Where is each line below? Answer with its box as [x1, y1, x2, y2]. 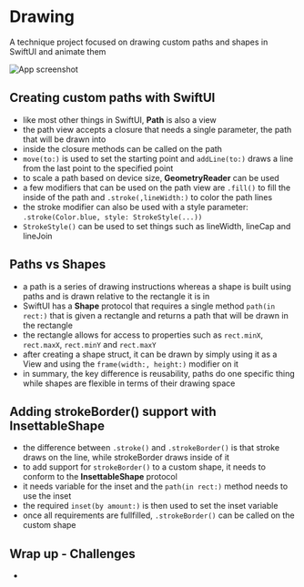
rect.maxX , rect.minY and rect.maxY [22, 339, 157, 349]
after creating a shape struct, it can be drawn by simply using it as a [22, 349, 278, 359]
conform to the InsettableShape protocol [22, 471, 177, 482]
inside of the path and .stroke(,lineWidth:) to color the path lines [22, 191, 273, 202]
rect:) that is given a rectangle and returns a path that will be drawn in [22, 309, 289, 320]
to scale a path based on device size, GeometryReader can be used [22, 172, 279, 183]
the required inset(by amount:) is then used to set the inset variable [22, 501, 279, 511]
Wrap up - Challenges [9, 546, 137, 562]
